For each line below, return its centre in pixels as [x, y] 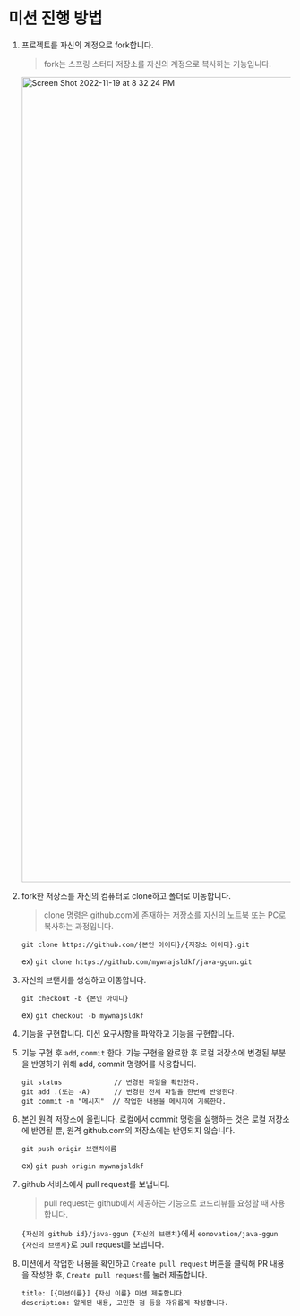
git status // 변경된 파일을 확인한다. [110, 1082]
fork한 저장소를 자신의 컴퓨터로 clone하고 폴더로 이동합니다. [126, 895]
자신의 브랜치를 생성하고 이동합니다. [84, 979]
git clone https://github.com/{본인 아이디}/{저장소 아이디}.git [135, 944]
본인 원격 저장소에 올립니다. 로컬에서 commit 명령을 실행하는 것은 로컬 [143, 1119]
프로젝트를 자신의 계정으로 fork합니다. [87, 45]
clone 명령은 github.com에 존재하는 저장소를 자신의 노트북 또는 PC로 [165, 915]
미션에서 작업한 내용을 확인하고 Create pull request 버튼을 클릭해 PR [144, 1263]
